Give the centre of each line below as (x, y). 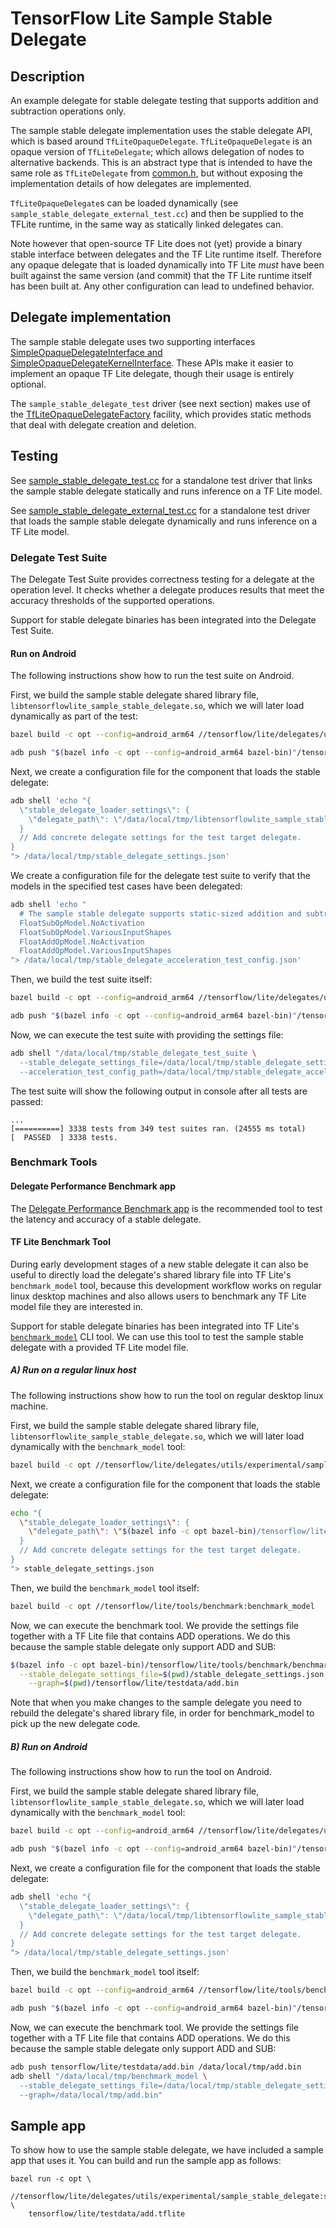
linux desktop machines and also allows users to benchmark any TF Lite (158, 1296)
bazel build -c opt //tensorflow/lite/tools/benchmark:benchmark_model (162, 1606)
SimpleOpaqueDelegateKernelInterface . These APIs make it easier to (152, 363)
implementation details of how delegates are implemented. (131, 183)
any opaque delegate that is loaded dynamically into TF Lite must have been (167, 265)
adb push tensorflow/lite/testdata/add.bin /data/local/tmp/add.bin (156, 2067)
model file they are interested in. (77, 1306)
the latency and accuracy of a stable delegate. (106, 1219)
